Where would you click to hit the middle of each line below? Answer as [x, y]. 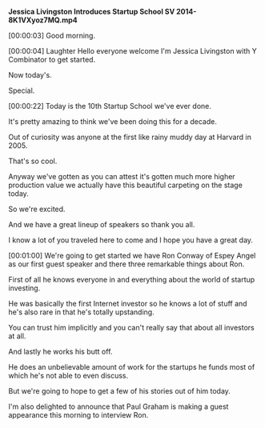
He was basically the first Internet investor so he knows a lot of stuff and [128, 304]
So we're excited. [37, 209]
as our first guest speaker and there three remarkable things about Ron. [126, 264]
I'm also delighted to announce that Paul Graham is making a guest [118, 406]
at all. [17, 336]
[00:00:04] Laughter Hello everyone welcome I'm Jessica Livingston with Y [133, 51]
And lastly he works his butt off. [60, 352]
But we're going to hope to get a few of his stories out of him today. [119, 391]
